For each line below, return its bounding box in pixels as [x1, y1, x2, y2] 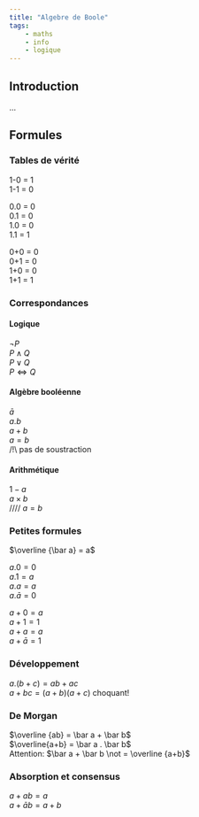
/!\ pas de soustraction [9, 443, 92, 454]
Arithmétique [9, 464, 59, 474]
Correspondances [9, 297, 89, 309]
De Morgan [9, 709, 57, 721]
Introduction [9, 79, 80, 94]
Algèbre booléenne [9, 387, 81, 397]
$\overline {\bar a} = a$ [9, 545, 96, 556]
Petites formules [9, 525, 82, 537]
